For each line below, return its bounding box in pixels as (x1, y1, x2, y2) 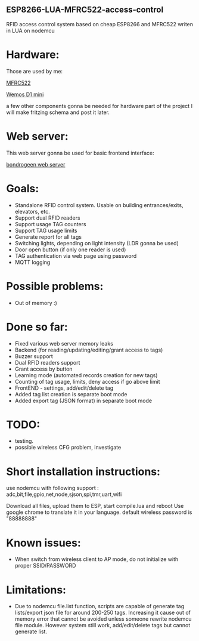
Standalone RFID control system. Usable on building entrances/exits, (14, 201, 184, 208)
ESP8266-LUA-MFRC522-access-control (6, 5, 164, 15)
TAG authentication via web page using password (14, 252, 137, 259)
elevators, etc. (14, 208, 51, 215)
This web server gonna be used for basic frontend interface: (6, 149, 154, 156)
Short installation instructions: (6, 465, 161, 478)
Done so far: (6, 320, 69, 334)
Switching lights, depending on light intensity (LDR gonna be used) (14, 239, 179, 246)
